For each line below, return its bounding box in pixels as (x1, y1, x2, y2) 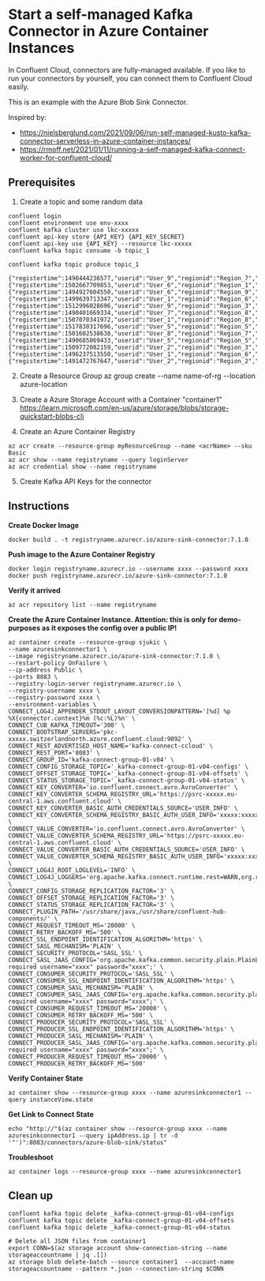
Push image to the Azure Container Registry (8, 549, 155, 559)
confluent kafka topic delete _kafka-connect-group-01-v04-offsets (8, 1217, 235, 1225)
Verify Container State (8, 1073, 84, 1083)
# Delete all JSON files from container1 (8, 1238, 147, 1245)
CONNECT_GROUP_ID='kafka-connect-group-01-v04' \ (8, 755, 175, 763)
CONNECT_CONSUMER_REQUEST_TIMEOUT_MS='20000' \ (8, 1004, 168, 1012)
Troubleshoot (8, 1152, 54, 1162)
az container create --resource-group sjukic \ (8, 638, 168, 646)
